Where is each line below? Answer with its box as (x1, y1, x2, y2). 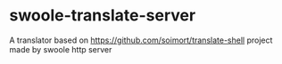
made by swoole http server (9, 44, 112, 54)
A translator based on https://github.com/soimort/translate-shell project (9, 35, 273, 45)
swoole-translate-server (9, 5, 196, 26)
